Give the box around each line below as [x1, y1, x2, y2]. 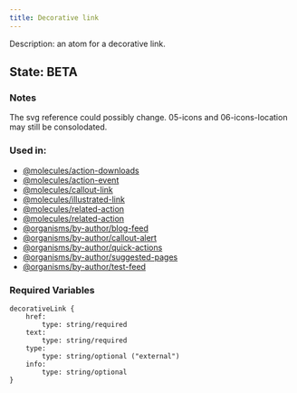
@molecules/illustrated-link [22, 194, 125, 205]
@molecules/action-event [22, 174, 120, 186]
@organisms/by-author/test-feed [22, 261, 147, 272]
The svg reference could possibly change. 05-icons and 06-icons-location [9, 112, 288, 123]
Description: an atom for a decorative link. [9, 38, 166, 49]
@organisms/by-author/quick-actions [22, 242, 163, 253]
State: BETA [9, 64, 79, 80]
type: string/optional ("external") [42, 351, 180, 360]
